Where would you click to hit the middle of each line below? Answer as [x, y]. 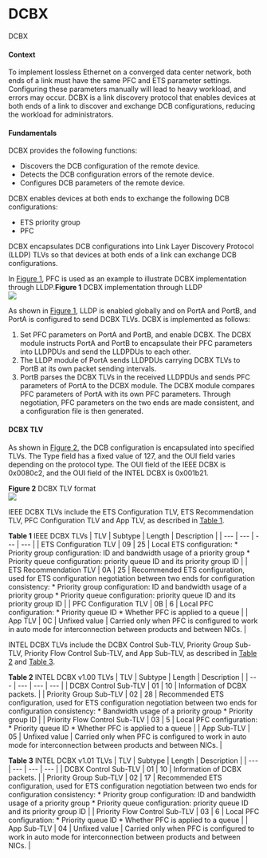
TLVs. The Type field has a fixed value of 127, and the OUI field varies [122, 455]
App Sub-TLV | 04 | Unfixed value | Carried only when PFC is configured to [132, 828]
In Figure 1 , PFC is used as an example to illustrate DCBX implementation [128, 279]
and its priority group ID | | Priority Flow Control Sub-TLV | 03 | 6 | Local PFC [134, 811]
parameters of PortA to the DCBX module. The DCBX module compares [137, 386]
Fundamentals [33, 133]
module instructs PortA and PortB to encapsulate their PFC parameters [136, 344]
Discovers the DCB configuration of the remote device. [110, 166]
